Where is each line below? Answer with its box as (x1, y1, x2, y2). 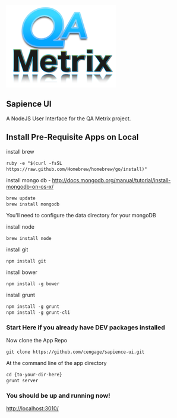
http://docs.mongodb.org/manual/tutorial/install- (52, 176, 171, 183)
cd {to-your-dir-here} (6, 372, 62, 378)
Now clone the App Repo (6, 336, 67, 344)
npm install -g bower (6, 280, 60, 287)
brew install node (6, 235, 52, 241)
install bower (6, 269, 37, 276)
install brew (6, 148, 34, 155)
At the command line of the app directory (6, 359, 107, 366)
